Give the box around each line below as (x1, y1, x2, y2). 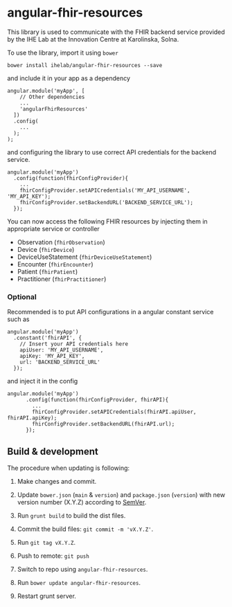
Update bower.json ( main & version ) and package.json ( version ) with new (17, 491, 226, 499)
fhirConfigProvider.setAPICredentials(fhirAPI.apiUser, (32, 408, 197, 416)
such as (7, 315, 30, 323)
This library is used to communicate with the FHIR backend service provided (7, 28, 225, 36)
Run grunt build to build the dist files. (17, 511, 126, 520)
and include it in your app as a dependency (7, 74, 130, 82)
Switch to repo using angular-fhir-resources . (17, 565, 148, 574)
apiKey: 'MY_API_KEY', (19, 353, 85, 360)
